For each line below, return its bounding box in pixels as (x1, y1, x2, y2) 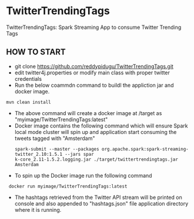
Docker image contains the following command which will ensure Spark (14, 122, 188, 129)
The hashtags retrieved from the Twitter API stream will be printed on (14, 194, 182, 201)
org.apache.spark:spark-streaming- (102, 146, 189, 152)
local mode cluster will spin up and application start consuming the (14, 128, 177, 135)
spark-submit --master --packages (14, 146, 99, 152)
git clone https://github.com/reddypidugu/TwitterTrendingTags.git (14, 63, 173, 70)
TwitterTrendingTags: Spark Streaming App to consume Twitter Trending (6, 24, 182, 31)
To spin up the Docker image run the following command (14, 172, 152, 179)
